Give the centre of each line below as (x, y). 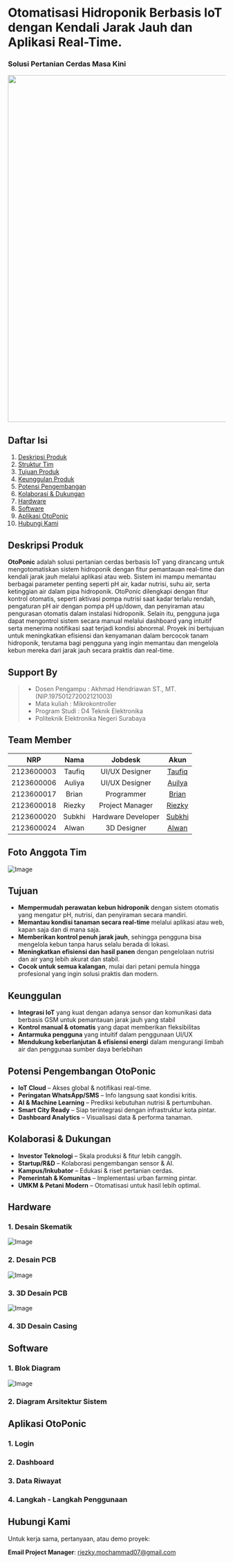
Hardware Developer (126, 817)
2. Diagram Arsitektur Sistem (58, 1401)
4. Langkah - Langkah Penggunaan (68, 1499)
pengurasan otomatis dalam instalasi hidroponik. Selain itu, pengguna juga (114, 614)
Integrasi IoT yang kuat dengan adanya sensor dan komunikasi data (114, 1013)
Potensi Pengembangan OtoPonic (82, 1071)
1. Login (21, 1443)
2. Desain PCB (32, 1260)
